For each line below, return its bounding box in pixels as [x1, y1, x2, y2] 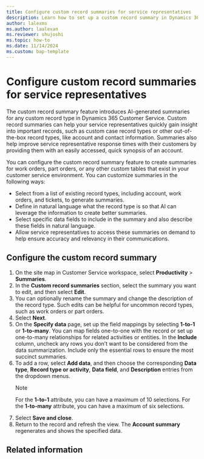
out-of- [174, 127, 192, 135]
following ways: [6, 178, 46, 185]
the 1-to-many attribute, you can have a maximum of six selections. [15, 402, 185, 410]
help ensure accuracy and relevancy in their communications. [15, 235, 169, 242]
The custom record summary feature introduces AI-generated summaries [6, 108, 190, 115]
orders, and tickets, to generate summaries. [15, 196, 124, 203]
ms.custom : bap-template [6, 49, 69, 55]
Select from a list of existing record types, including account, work [15, 189, 182, 197]
